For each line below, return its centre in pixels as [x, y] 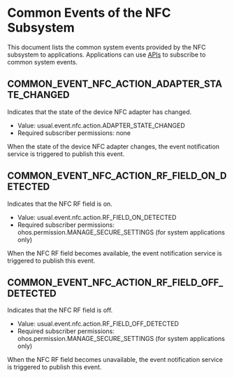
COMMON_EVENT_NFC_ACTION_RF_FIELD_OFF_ [115, 282]
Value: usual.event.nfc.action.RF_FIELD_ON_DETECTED [97, 217]
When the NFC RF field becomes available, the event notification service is [115, 253]
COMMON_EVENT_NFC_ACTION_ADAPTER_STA [115, 84]
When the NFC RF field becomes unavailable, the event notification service [115, 360]
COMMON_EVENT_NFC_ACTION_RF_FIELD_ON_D [117, 176]
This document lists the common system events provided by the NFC [107, 47]
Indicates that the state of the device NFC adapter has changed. [100, 112]
